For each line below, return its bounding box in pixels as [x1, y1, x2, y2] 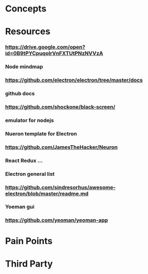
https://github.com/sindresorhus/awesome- [5, 184, 116, 191]
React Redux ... [5, 157, 43, 164]
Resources [5, 26, 51, 37]
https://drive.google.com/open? [5, 43, 86, 50]
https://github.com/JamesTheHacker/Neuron [5, 143, 118, 150]
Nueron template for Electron [5, 130, 77, 137]
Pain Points [5, 235, 53, 247]
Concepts [5, 3, 46, 14]
